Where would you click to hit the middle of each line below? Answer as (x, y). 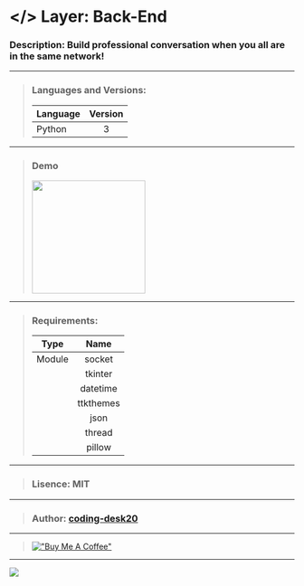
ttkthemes (99, 403)
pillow (98, 448)
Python (51, 128)
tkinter (99, 374)
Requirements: (65, 321)
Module (52, 359)
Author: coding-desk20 (85, 518)
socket (99, 359)
